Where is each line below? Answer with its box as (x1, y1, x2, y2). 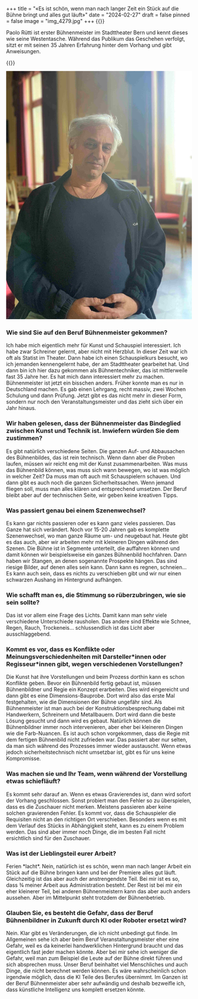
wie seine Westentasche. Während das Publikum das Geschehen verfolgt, (6, 35, 186, 42)
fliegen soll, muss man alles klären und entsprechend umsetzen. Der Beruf (6, 485, 187, 492)
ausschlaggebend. (6, 630, 51, 637)
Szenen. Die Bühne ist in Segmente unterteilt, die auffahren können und (6, 545, 180, 552)
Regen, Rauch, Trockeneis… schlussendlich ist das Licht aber (6, 624, 155, 632)
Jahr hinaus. (6, 405, 37, 412)
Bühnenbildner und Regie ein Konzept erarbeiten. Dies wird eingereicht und (6, 686, 190, 693)
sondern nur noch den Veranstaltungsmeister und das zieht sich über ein (6, 398, 184, 405)
